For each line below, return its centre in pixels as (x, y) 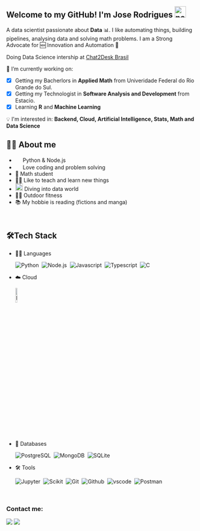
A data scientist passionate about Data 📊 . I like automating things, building (99, 30)
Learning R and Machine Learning (58, 107)
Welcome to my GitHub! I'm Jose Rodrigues (89, 15)
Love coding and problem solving (64, 167)
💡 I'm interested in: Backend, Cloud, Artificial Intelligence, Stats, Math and (100, 119)
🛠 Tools (25, 467)
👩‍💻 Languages (33, 253)
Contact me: (25, 509)
